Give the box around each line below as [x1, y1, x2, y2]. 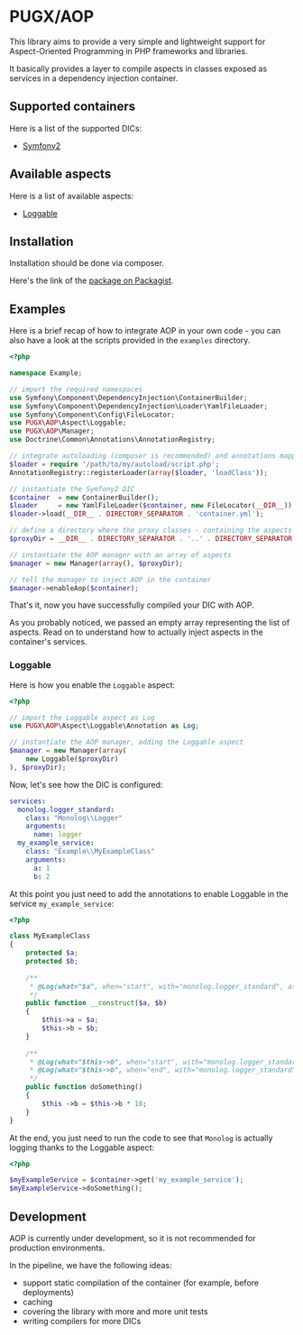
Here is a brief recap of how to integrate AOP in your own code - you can [9, 325, 281, 336]
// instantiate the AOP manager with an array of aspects [9, 550, 232, 560]
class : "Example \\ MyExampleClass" [25, 847, 155, 856]
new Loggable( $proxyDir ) [25, 754, 119, 764]
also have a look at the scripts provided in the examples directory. [9, 335, 251, 346]
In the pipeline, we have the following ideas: [9, 1260, 172, 1271]
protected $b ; [25, 957, 78, 966]
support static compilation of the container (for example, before [22, 1277, 260, 1288]
